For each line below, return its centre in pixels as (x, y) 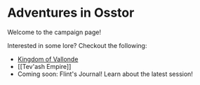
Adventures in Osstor (71, 13)
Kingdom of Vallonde (48, 59)
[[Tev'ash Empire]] (44, 66)
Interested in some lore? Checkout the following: (77, 45)
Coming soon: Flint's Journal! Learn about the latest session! (105, 74)
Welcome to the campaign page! (54, 32)
